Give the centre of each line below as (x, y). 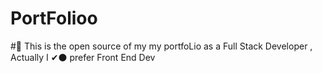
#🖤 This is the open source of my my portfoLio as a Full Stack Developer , (161, 46)
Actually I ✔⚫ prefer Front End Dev (83, 57)
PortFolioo (54, 18)
